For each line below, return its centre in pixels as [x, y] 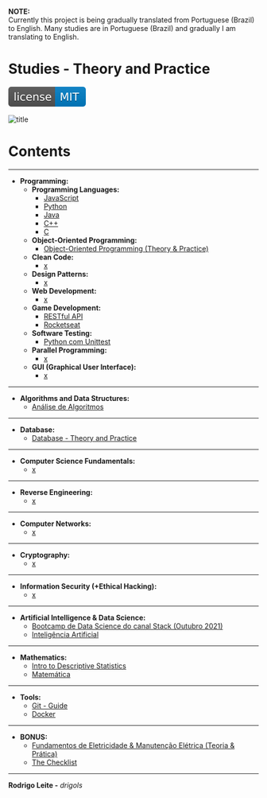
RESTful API [63, 316]
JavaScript [61, 197]
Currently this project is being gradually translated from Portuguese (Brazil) [132, 20]
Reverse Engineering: [56, 492]
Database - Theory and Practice [84, 438]
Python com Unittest [77, 341]
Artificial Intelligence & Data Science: [83, 617]
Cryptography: [44, 555]
